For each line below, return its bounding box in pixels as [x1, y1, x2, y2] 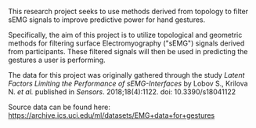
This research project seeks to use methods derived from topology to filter [8, 7, 249, 16]
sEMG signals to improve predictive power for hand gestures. [8, 15, 206, 24]
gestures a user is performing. [8, 55, 106, 64]
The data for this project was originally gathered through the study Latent [8, 71, 245, 79]
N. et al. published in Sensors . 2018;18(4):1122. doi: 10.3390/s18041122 [8, 87, 236, 97]
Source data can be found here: [8, 102, 111, 112]
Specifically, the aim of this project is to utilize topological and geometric [8, 31, 243, 39]
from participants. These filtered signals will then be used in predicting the [8, 47, 248, 56]
